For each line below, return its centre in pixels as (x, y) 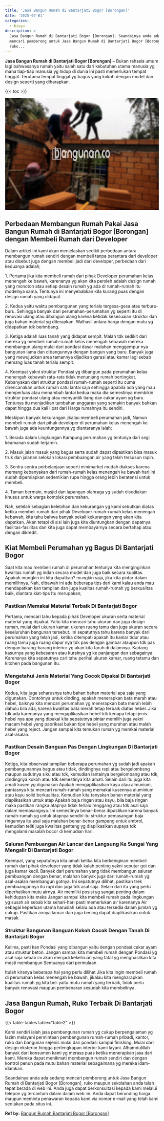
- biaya (17, 26)
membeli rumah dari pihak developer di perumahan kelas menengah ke (76, 423)
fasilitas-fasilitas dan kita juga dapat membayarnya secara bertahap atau (78, 528)
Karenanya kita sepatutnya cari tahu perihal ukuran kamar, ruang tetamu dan (82, 658)
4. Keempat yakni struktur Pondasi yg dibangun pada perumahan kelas (76, 372)
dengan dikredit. (21, 532)
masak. (12, 918)
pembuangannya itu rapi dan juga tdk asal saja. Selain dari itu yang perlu (78, 887)
